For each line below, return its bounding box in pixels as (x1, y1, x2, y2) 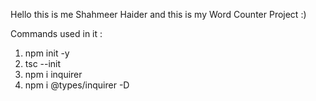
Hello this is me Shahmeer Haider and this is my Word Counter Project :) (10, 9, 307, 20)
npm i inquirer (24, 69, 83, 80)
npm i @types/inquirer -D (24, 79, 130, 91)
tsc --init (24, 58, 62, 69)
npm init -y (24, 47, 70, 59)
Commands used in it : (10, 28, 103, 39)
